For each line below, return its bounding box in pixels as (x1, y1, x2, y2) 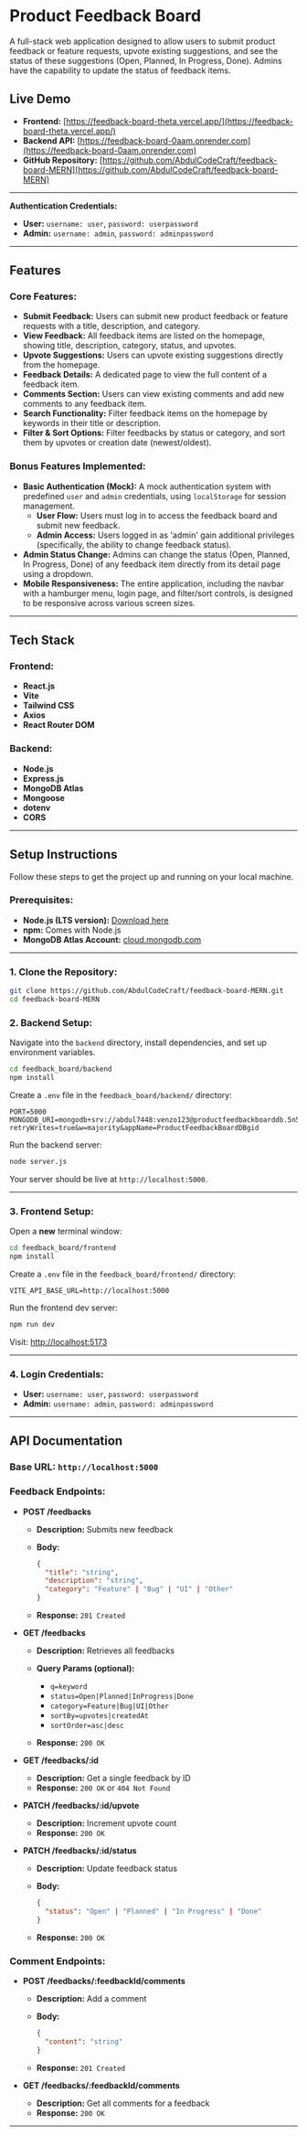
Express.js (22, 773, 64, 784)
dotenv (22, 802, 51, 813)
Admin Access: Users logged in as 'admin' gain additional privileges (36, 529, 295, 540)
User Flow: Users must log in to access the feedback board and (36, 509, 278, 521)
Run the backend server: (9, 1139, 102, 1150)
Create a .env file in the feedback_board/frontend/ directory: (9, 1268, 237, 1279)
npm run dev (9, 1319, 55, 1329)
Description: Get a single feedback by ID (36, 1773, 192, 1783)
